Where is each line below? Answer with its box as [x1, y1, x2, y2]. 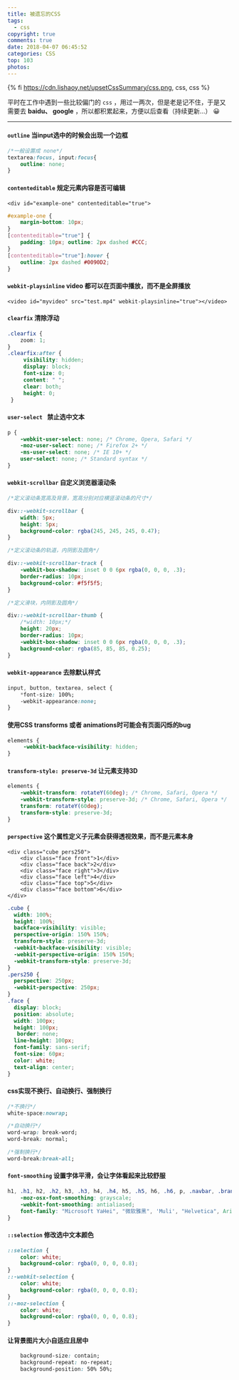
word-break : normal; [7, 1135, 69, 1143]
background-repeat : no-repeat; [20, 1359, 113, 1366]
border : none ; [16, 1031, 59, 1038]
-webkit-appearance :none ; [20, 697, 97, 705]
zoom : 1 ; [20, 337, 46, 344]
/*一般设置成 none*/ [7, 147, 63, 154]
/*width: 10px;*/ [20, 618, 72, 626]
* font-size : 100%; [20, 691, 75, 698]
